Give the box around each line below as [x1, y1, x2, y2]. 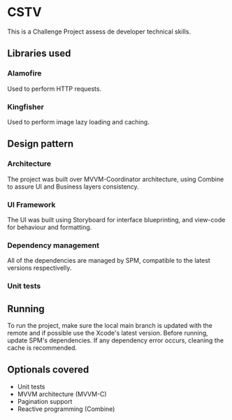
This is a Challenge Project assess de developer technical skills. [7, 27, 191, 36]
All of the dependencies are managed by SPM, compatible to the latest [7, 256, 211, 265]
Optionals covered [7, 364, 89, 376]
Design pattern [7, 138, 74, 150]
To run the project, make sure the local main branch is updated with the [7, 321, 213, 329]
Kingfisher [7, 102, 44, 112]
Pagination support [17, 397, 73, 405]
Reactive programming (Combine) [17, 405, 115, 413]
